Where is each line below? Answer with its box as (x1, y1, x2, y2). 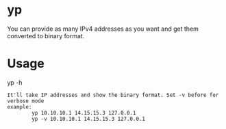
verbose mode (7, 98, 45, 104)
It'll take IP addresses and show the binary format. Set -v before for (7, 91, 219, 98)
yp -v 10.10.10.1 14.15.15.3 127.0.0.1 (32, 115, 146, 122)
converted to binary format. (7, 31, 85, 40)
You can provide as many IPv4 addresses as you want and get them (7, 25, 199, 33)
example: (7, 103, 32, 111)
